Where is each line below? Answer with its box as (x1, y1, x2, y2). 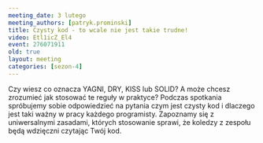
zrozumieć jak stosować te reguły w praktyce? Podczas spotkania (8, 92, 222, 102)
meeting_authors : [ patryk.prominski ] (8, 19, 132, 27)
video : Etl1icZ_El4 (8, 33, 72, 42)
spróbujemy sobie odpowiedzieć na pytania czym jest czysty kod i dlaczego (8, 101, 255, 110)
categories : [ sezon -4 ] (8, 63, 83, 71)
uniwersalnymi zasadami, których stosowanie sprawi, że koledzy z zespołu (8, 117, 251, 126)
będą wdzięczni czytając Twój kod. (8, 126, 122, 135)
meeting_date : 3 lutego (8, 11, 87, 20)
